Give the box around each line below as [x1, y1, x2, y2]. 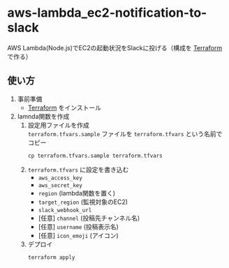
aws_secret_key [38, 181, 82, 189]
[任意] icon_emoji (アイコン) [38, 231, 119, 239]
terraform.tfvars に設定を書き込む [27, 165, 129, 174]
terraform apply [27, 253, 75, 261]
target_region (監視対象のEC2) [38, 198, 128, 206]
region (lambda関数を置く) [38, 188, 116, 197]
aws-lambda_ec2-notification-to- [7, 5, 207, 21]
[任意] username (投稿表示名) [38, 222, 119, 231]
